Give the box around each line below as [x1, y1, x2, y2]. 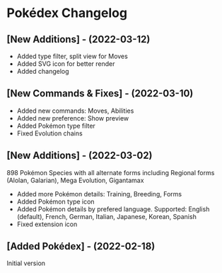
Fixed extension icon [16, 220, 78, 228]
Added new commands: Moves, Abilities [16, 106, 134, 115]
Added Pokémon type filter [16, 121, 96, 130]
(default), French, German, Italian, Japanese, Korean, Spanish [16, 212, 197, 221]
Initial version [6, 259, 46, 267]
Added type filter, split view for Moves [16, 52, 128, 60]
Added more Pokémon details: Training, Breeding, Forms [16, 189, 182, 198]
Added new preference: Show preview [16, 113, 129, 122]
